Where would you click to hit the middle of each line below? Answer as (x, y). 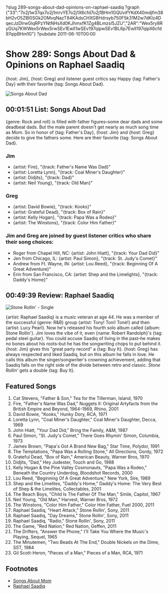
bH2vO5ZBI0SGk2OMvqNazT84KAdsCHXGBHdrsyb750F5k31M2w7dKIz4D (83, 18)
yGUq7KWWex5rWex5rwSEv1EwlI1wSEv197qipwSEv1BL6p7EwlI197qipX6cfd (84, 29)
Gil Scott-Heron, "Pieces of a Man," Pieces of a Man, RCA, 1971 (78, 553)
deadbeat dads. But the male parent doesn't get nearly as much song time (82, 127)
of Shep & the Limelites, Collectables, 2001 (57, 489)
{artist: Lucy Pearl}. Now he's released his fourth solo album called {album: (83, 328)
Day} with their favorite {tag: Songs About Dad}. (55, 84)
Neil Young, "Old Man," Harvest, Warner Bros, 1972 (65, 500)
